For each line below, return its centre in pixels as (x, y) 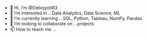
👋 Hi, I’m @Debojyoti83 (34, 8)
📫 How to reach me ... (33, 29)
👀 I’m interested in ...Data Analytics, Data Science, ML (65, 13)
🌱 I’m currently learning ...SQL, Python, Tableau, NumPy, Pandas (76, 18)
